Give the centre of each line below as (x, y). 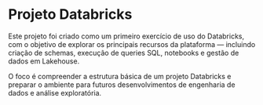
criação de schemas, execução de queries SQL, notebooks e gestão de (124, 52)
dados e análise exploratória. (55, 92)
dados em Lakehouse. (44, 61)
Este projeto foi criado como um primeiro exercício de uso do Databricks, (126, 36)
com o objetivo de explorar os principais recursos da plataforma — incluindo (132, 44)
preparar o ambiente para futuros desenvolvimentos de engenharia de (122, 85)
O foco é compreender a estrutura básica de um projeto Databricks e (120, 76)
